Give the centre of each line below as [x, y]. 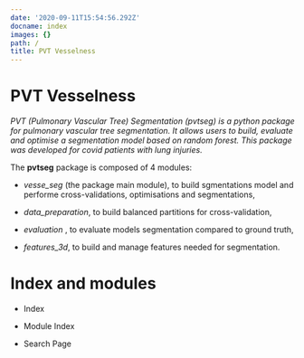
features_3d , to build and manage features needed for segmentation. [152, 247]
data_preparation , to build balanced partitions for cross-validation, [147, 212]
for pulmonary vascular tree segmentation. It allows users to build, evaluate [152, 131]
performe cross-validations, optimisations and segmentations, [139, 194]
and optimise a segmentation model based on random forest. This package [151, 140]
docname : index [39, 26]
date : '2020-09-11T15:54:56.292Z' [76, 18]
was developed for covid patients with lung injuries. [106, 150]
